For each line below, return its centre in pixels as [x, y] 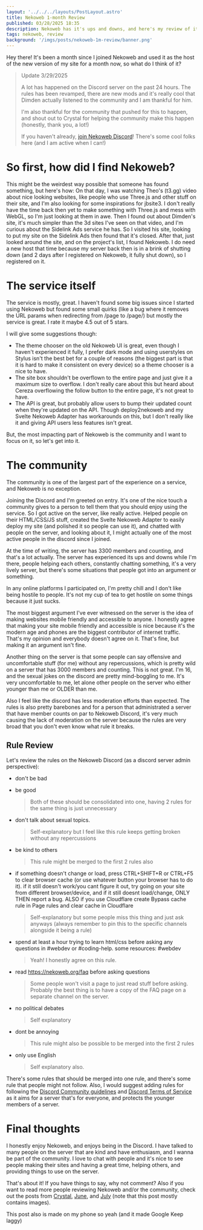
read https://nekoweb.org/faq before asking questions [82, 972]
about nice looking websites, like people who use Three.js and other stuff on [101, 197]
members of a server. [33, 1104]
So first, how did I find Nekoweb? [91, 168]
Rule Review [30, 746]
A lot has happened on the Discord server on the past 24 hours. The [106, 87]
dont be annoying [37, 1031]
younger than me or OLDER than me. [52, 689]
